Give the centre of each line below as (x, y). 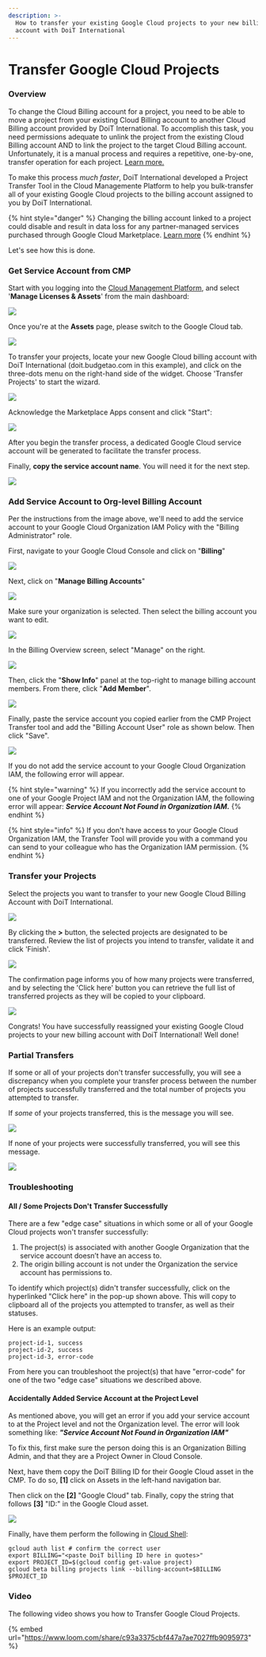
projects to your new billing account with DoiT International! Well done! (123, 1034)
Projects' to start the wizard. (54, 382)
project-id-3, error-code (51, 1357)
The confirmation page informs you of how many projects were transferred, (131, 979)
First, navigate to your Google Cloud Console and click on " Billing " (117, 551)
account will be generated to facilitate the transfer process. (105, 451)
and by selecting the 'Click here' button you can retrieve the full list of (122, 987)
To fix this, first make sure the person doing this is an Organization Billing (127, 1448)
